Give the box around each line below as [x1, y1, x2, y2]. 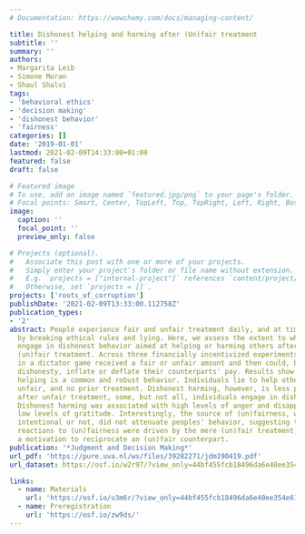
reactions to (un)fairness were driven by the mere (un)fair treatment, [17, 427, 299, 436]
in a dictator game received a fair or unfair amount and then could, [17, 358, 290, 368]
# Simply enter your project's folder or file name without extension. [9, 266, 295, 275]
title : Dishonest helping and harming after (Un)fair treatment [9, 29, 258, 39]
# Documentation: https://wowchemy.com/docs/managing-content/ [9, 13, 254, 23]
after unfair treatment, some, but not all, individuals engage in [17, 392, 279, 401]
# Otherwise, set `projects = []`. [9, 283, 152, 292]
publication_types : [9, 307, 84, 317]
